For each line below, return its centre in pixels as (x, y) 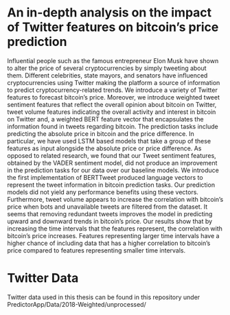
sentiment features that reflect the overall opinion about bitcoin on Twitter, (112, 104)
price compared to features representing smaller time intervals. (96, 250)
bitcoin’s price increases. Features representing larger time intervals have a (113, 235)
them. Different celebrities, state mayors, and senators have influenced (107, 75)
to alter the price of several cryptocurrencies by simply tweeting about (107, 68)
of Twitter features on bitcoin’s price (113, 27)
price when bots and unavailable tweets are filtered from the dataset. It (107, 207)
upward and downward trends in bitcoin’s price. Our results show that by (110, 221)
